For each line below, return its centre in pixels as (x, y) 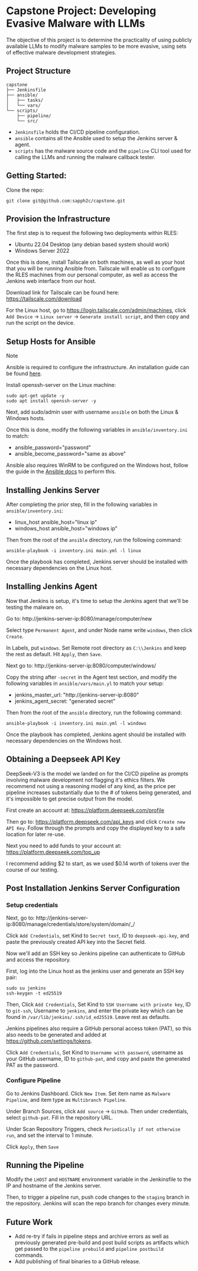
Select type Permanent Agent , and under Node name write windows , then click (99, 630)
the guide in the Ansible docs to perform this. (61, 472)
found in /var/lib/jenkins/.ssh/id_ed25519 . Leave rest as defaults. (88, 1017)
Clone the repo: (25, 190)
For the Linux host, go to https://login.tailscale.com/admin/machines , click (96, 310)
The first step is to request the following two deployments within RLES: (92, 233)
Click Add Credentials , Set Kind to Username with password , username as (95, 1053)
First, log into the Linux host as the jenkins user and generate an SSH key (95, 971)
